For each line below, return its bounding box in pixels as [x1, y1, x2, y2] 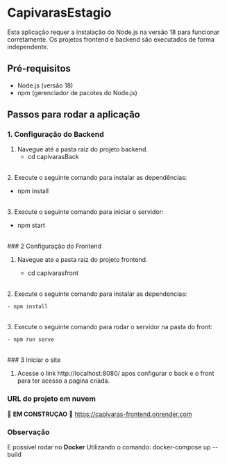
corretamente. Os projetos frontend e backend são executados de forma [7, 35, 215, 43]
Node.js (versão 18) [17, 81, 74, 90]
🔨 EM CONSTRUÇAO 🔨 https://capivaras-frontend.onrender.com [7, 410, 192, 418]
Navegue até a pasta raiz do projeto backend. [17, 145, 148, 154]
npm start [17, 221, 45, 230]
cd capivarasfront [27, 269, 78, 277]
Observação [7, 427, 50, 437]
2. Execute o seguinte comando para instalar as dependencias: [7, 290, 187, 298]
